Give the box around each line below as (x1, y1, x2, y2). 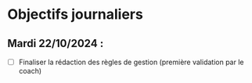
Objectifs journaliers (7, 5, 144, 23)
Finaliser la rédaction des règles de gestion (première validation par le (18, 57, 244, 67)
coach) (18, 67, 42, 76)
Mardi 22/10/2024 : (7, 37, 104, 50)
